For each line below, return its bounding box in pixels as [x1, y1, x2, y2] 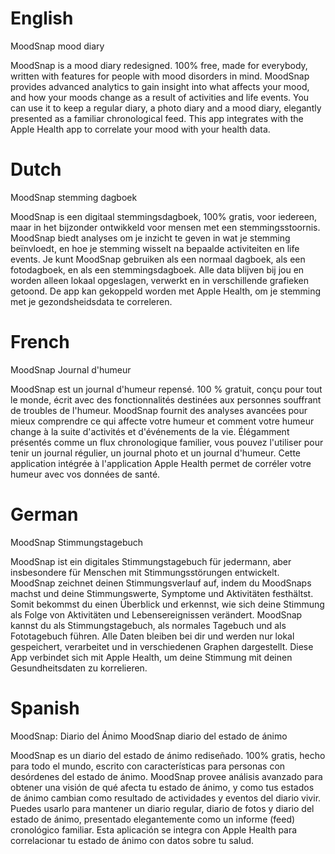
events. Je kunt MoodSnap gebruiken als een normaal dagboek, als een [10, 253, 306, 265]
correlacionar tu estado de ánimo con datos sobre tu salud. [10, 834, 255, 846]
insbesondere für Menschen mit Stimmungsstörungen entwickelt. [10, 566, 280, 578]
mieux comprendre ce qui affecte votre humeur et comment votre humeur [10, 415, 315, 427]
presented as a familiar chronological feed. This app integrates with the [10, 112, 304, 124]
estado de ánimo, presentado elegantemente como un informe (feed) [10, 813, 296, 825]
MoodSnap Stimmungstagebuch [10, 536, 144, 548]
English [10, 7, 74, 30]
